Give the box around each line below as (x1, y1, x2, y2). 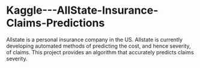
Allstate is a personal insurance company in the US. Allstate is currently (6, 36, 183, 43)
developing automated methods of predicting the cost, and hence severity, (6, 42, 191, 50)
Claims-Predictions (6, 16, 105, 30)
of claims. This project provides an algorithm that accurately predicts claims (6, 48, 194, 55)
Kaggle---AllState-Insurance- (6, 4, 159, 17)
